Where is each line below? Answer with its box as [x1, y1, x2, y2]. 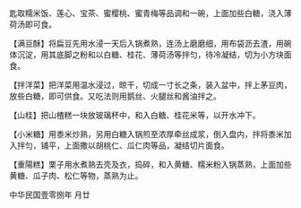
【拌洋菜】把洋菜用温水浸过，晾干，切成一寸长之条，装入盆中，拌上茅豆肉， [9, 80, 292, 90]
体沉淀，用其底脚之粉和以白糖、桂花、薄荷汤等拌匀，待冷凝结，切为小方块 [9, 49, 284, 60]
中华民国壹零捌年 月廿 [9, 189, 90, 200]
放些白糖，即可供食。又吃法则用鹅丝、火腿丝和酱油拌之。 [9, 91, 221, 101]
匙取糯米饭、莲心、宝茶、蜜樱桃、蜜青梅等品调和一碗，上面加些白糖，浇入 [9, 8, 284, 18]
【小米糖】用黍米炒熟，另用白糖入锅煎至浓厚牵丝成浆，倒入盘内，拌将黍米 [9, 129, 284, 139]
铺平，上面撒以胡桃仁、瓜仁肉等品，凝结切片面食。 [39, 140, 229, 151]
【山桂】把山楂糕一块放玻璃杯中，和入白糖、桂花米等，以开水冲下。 [9, 110, 261, 120]
